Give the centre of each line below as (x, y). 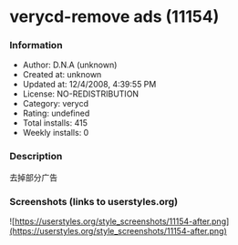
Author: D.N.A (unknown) (70, 65)
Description (36, 157)
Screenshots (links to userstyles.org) (94, 201)
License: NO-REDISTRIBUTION (81, 94)
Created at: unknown (62, 75)
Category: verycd (56, 104)
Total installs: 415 (55, 123)
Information (36, 46)
